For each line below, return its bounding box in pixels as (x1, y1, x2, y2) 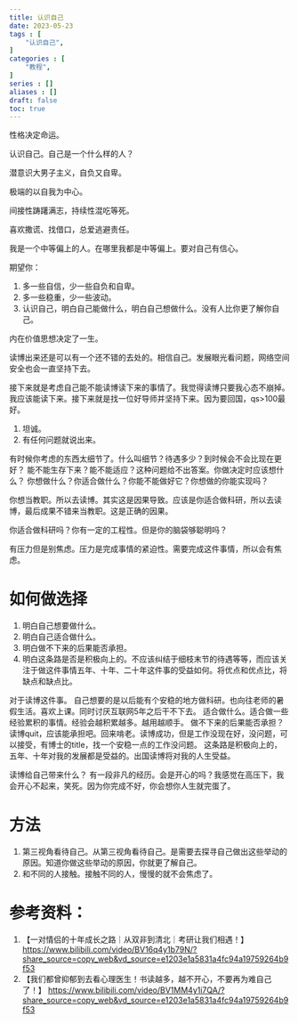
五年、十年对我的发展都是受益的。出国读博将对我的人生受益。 (9, 751, 236, 761)
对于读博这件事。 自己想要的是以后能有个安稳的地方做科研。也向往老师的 (9, 695, 277, 706)
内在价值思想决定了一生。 (9, 333, 103, 344)
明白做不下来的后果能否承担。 (21, 643, 132, 654)
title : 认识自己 (9, 12, 64, 22)
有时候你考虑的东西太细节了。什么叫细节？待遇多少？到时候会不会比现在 (9, 453, 274, 464)
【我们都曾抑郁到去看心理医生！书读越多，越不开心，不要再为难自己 (21, 974, 272, 985)
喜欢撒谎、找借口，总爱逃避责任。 (9, 224, 134, 235)
